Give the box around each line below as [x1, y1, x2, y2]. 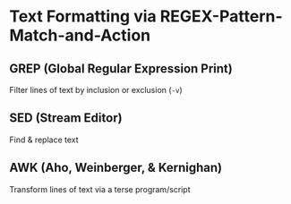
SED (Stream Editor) [9, 110, 123, 126]
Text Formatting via [9, 6, 157, 27]
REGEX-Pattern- [159, 6, 284, 27]
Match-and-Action [9, 25, 150, 46]
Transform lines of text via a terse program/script [9, 183, 191, 194]
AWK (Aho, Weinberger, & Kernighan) [9, 160, 222, 175]
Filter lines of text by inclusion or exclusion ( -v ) [9, 85, 184, 95]
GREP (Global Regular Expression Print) [9, 61, 233, 76]
